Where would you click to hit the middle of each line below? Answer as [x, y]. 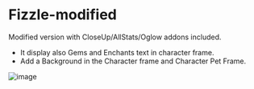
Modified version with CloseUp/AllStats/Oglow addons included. [115, 37]
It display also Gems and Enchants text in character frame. [117, 52]
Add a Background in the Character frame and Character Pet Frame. [133, 61]
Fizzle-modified [62, 15]
